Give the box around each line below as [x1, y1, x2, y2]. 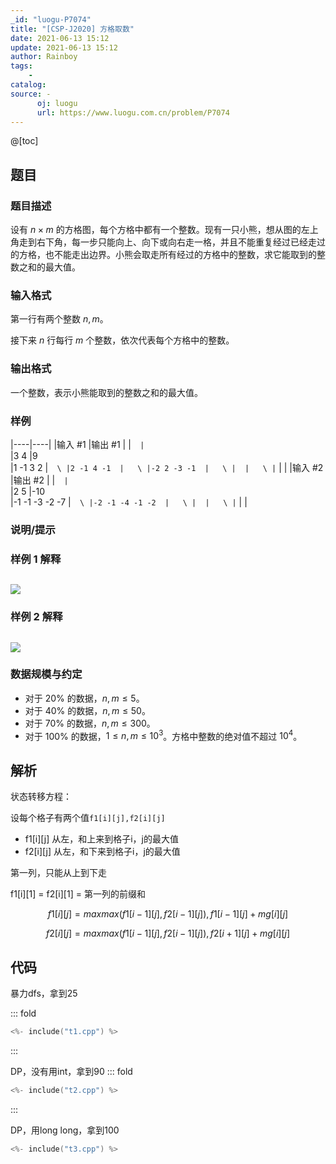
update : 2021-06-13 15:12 [10, 42, 118, 53]
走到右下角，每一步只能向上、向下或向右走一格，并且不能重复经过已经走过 [18, 236, 326, 248]
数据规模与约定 [10, 667, 83, 681]
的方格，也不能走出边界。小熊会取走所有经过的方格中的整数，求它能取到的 [10, 249, 317, 261]
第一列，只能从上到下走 [10, 867, 107, 879]
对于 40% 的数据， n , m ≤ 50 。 [24, 704, 151, 716]
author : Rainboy [10, 52, 78, 62]
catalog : [10, 80, 47, 90]
